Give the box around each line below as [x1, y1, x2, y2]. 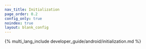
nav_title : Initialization [4, 7, 60, 12]
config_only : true [4, 16, 42, 21]
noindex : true [4, 20, 34, 26]
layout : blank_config [4, 25, 49, 30]
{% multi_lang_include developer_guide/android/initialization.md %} [4, 38, 142, 44]
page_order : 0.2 [4, 12, 38, 16]
